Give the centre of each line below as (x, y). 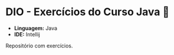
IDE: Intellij (27, 34)
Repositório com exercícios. (39, 46)
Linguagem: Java (35, 28)
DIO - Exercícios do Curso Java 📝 (88, 12)
